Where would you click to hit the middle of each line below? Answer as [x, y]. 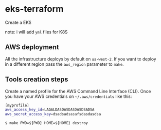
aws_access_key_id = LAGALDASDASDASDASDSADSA [50, 110]
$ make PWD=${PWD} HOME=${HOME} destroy [47, 123]
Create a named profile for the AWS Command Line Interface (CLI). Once [78, 91]
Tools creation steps [36, 80]
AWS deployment [32, 47]
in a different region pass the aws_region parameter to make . [64, 64]
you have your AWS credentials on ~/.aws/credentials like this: [69, 96]
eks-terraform [35, 9]
